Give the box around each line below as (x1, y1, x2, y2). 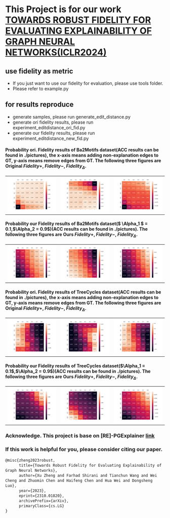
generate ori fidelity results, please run (12, 119, 94, 125)
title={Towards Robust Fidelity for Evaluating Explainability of (18, 463, 162, 468)
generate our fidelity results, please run (12, 130, 95, 136)
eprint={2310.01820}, (18, 493, 65, 499)
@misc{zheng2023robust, (5, 458, 56, 463)
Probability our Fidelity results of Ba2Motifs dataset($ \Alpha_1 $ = (5, 220, 148, 227)
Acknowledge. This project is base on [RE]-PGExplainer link (5, 432, 155, 439)
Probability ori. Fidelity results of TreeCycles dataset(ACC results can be (5, 289, 161, 295)
